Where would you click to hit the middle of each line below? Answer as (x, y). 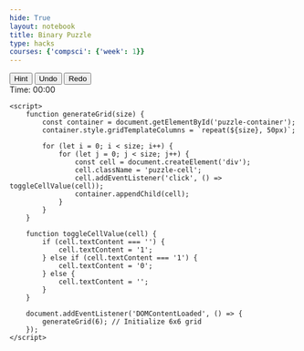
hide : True (30, 18)
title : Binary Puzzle (51, 35)
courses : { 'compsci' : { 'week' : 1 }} (77, 52)
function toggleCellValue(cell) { (91, 234)
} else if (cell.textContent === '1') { (120, 258)
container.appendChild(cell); (132, 194)
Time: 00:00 (33, 90)
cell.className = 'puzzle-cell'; (138, 170)
